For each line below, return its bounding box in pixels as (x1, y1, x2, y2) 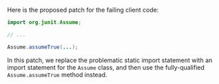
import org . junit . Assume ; (7, 19, 81, 26)
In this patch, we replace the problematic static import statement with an (7, 56, 213, 64)
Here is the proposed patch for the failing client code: (7, 6, 159, 14)
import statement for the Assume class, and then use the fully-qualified (7, 63, 205, 71)
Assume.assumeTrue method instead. (7, 70, 108, 79)
